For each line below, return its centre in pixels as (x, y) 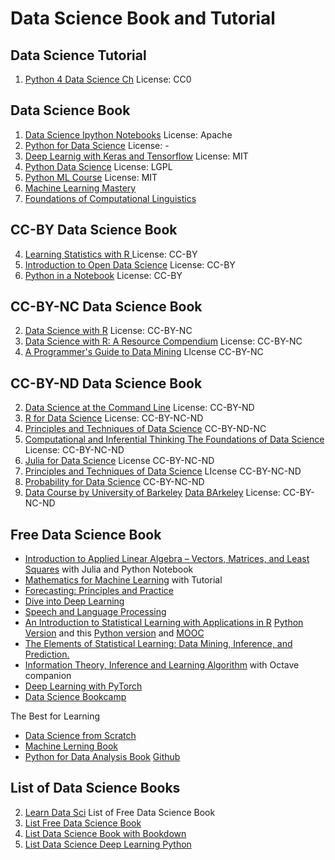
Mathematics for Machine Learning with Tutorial (123, 580)
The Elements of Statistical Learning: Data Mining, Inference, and (158, 644)
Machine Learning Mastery (80, 188)
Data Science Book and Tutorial (143, 18)
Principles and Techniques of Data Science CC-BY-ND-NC (145, 429)
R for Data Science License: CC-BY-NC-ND (114, 418)
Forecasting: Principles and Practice (99, 591)
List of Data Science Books (95, 788)
